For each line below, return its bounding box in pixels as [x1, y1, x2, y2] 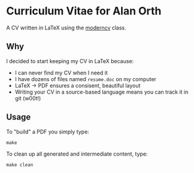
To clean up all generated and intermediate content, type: [6, 150, 148, 157]
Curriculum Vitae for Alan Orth [6, 4, 162, 18]
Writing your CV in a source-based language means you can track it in [14, 88, 189, 96]
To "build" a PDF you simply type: [6, 128, 90, 135]
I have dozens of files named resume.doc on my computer [14, 75, 157, 82]
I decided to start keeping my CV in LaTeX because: [6, 57, 134, 64]
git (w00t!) [14, 94, 41, 102]
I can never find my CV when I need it [14, 69, 108, 76]
